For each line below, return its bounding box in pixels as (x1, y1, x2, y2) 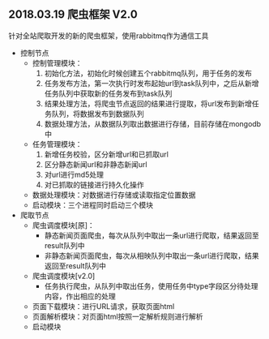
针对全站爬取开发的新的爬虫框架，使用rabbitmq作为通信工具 (8, 31, 209, 41)
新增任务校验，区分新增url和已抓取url (44, 149, 169, 159)
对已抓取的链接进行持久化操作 (44, 179, 144, 189)
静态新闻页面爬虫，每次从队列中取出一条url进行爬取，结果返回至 (44, 230, 259, 240)
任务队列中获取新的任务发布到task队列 (44, 88, 173, 98)
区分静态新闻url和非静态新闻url (44, 159, 147, 169)
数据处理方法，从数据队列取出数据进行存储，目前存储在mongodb (44, 118, 262, 128)
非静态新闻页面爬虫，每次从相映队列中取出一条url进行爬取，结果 (44, 251, 259, 260)
